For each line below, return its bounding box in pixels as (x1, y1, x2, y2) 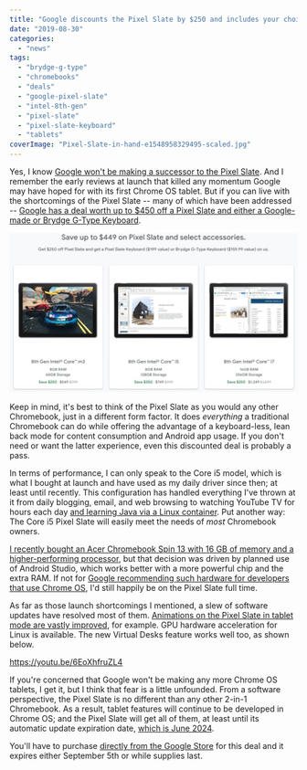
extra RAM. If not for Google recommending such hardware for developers (9, 573, 290, 584)
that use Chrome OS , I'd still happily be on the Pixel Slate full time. (9, 583, 259, 594)
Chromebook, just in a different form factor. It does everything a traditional (9, 411, 290, 422)
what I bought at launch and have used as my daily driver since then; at (9, 478, 278, 489)
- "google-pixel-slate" (17, 91, 108, 100)
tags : (9, 53, 30, 63)
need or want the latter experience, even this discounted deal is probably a (9, 440, 291, 451)
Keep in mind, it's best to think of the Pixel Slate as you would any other (9, 402, 279, 413)
